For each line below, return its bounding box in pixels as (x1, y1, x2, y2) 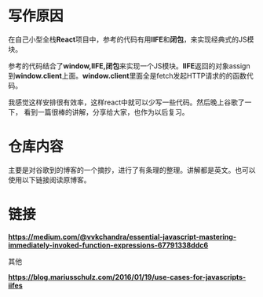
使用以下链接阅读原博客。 (8, 174, 91, 185)
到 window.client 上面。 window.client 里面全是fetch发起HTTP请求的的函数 (8, 71, 247, 80)
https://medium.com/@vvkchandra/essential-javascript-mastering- (8, 232, 237, 241)
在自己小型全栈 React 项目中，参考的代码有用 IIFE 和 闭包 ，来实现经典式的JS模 (8, 35, 254, 44)
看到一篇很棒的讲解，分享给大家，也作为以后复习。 (23, 107, 189, 116)
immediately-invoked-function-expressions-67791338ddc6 (8, 240, 209, 250)
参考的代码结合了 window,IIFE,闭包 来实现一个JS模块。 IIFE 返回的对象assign (8, 60, 250, 71)
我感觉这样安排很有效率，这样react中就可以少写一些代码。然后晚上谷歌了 (8, 97, 245, 107)
